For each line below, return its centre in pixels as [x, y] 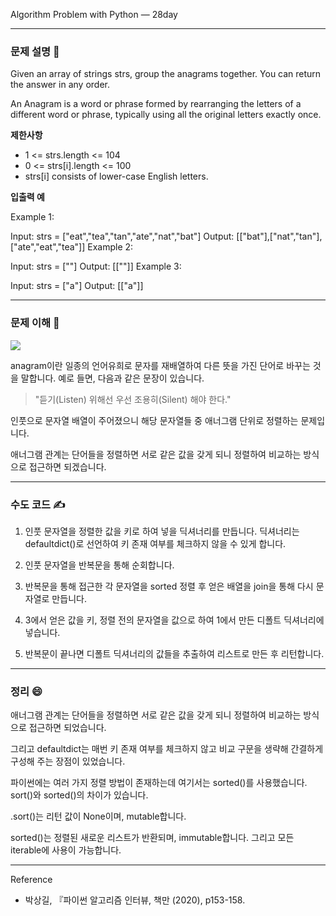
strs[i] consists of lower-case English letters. [116, 176]
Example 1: [32, 217]
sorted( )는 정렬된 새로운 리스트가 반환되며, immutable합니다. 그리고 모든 [152, 838]
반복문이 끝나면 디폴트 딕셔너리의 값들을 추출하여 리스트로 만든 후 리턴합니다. [174, 653]
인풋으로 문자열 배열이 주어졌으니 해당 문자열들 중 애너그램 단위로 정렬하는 [154, 420]
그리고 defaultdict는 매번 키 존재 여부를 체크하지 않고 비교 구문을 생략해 [149, 749]
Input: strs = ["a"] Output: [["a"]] [77, 286]
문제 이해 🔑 [35, 323]
